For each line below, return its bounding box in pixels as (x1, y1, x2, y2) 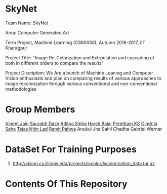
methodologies (5, 86, 36, 92)
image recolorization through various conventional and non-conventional (5, 81, 157, 87)
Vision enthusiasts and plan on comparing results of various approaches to (5, 75, 162, 81)
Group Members (5, 104, 75, 115)
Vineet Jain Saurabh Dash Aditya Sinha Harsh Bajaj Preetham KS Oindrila (5, 120, 158, 127)
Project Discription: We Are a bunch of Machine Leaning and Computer (5, 69, 153, 76)
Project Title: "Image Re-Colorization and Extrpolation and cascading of (5, 54, 155, 61)
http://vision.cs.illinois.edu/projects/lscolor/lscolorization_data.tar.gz (12, 160, 155, 166)
